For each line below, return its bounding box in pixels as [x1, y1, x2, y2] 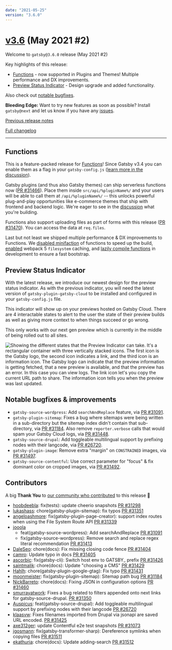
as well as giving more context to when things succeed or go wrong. [5, 317, 149, 323]
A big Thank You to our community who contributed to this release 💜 [5, 492, 150, 498]
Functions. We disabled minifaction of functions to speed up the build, [5, 240, 153, 246]
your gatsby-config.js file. [5, 296, 62, 302]
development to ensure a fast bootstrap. [5, 251, 90, 257]
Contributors [5, 479, 48, 487]
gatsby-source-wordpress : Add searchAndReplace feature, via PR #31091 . [12, 409, 165, 415]
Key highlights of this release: [5, 61, 68, 67]
